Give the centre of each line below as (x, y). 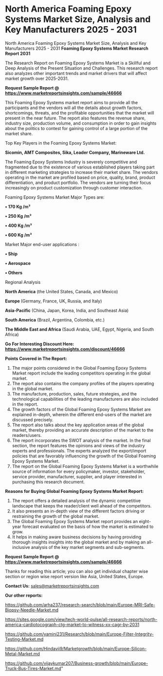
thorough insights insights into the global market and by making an (79, 542)
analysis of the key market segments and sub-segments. (88, 547)
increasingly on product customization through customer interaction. (74, 188)
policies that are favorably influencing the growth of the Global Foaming (84, 456)
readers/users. (27, 435)
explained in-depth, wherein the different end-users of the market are (82, 414)
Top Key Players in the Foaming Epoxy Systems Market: (61, 143)
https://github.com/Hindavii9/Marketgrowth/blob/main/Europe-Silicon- (76, 648)
